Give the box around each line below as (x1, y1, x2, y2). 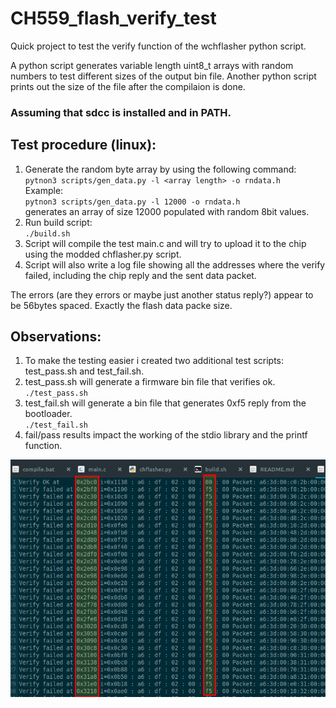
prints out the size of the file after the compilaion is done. (10, 80, 246, 92)
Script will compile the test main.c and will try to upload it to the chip (24, 237, 307, 249)
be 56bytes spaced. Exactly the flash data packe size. (10, 299, 233, 311)
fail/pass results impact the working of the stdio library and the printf (24, 429, 308, 441)
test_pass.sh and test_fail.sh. (24, 365, 145, 377)
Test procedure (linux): (10, 137, 157, 154)
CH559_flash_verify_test (10, 7, 217, 30)
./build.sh (24, 228, 71, 239)
